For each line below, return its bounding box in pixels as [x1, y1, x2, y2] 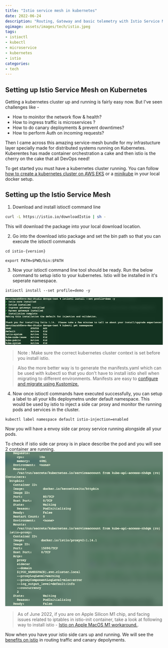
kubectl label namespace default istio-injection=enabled [5, 417, 128, 422]
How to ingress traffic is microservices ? [12, 119, 96, 125]
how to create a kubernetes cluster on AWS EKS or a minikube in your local [5, 171, 160, 177]
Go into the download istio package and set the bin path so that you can [12, 233, 161, 239]
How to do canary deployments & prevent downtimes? [12, 124, 124, 131]
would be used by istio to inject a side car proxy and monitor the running [12, 401, 162, 407]
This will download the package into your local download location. [5, 223, 141, 229]
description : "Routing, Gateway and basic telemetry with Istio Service [5, 19, 160, 24]
